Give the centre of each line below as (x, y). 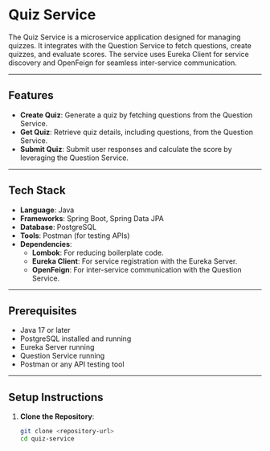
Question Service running (62, 356)
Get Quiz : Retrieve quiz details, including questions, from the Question (137, 132)
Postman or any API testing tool (72, 364)
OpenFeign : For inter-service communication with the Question (137, 269)
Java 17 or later (45, 330)
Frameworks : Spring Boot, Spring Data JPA (92, 218)
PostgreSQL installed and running (76, 338)
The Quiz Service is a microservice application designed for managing (125, 37)
